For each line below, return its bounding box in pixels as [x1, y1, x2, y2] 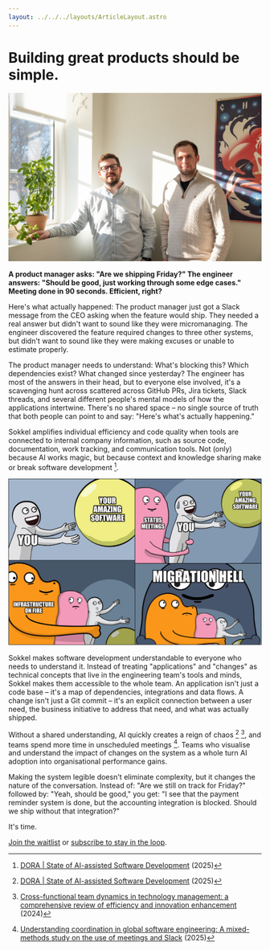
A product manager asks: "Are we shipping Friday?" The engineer [8, 269, 233, 279]
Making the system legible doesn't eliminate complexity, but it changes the [8, 772, 256, 782]
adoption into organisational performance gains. [8, 756, 167, 767]
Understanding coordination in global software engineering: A [19, 924, 225, 934]
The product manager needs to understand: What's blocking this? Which [8, 360, 249, 370]
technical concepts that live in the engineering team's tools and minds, [8, 670, 243, 680]
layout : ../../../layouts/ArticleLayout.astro [8, 13, 167, 21]
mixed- [226, 924, 250, 934]
